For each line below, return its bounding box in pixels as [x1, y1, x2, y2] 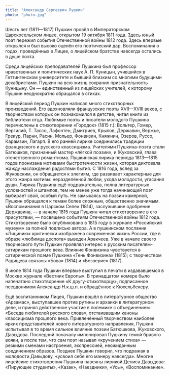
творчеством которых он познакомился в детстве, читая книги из [5, 111, 149, 117]
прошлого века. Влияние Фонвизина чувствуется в [30, 246, 141, 253]
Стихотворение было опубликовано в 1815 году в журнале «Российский [5, 219, 162, 226]
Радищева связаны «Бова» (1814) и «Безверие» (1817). [5, 257, 123, 263]
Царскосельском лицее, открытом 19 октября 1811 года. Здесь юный [5, 32, 155, 38]
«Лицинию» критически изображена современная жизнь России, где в [5, 230, 161, 236]
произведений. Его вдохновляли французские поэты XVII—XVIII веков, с [5, 106, 162, 112]
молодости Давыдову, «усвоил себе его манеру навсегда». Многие [5, 353, 153, 359]
